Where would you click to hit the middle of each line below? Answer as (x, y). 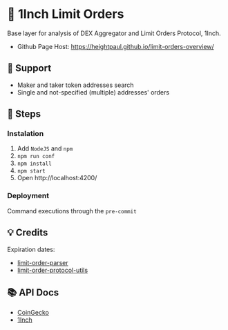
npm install (34, 164)
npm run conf (36, 157)
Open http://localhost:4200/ (57, 178)
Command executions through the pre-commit (72, 211)
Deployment (28, 196)
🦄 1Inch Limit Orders (66, 14)
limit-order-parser (42, 262)
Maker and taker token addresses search (75, 85)
